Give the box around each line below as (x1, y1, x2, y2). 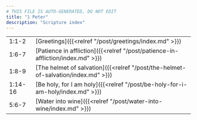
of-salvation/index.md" (35, 71, 100, 79)
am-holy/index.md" (35, 88, 90, 96)
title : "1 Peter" (6, 14, 49, 20)
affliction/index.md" (35, 54, 90, 62)
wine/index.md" (35, 105, 79, 113)
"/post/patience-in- (123, 47, 179, 55)
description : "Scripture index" (6, 19, 85, 25)
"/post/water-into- (109, 97, 163, 105)
